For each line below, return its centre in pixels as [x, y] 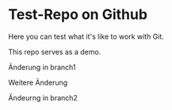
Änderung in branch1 [42, 67]
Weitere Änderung [38, 82]
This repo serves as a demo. [55, 51]
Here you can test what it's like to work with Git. [86, 36]
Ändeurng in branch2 [43, 97]
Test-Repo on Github [78, 15]
